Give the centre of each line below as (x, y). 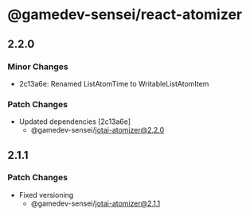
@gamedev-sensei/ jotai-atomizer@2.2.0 (98, 130)
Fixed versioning (46, 195)
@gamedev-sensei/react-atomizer (125, 15)
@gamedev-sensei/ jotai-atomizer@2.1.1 (96, 203)
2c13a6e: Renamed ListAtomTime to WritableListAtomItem (114, 83)
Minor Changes (38, 67)
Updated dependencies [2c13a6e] (75, 121)
